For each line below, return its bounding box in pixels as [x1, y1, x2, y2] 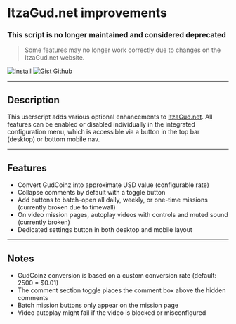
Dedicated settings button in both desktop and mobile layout [17, 226, 193, 234]
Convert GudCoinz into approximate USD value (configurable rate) [17, 181, 209, 189]
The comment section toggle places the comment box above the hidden [17, 286, 226, 294]
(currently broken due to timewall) [17, 203, 116, 212]
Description [7, 93, 60, 106]
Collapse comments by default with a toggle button [17, 188, 166, 197]
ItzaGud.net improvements [7, 5, 167, 21]
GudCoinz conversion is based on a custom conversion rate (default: [17, 271, 216, 279]
